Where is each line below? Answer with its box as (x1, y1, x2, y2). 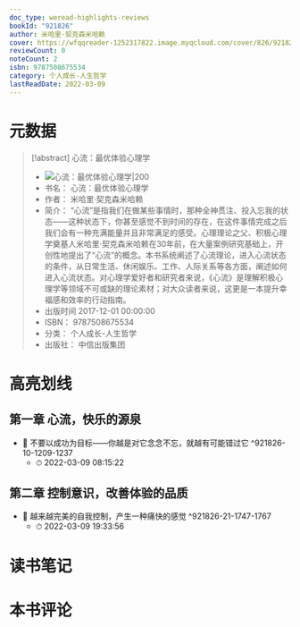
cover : (9, 38, 34, 47)
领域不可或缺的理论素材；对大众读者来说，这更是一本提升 (68, 283, 279, 293)
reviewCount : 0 (9, 47, 66, 55)
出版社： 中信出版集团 (44, 339, 126, 350)
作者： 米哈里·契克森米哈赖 (44, 193, 144, 204)
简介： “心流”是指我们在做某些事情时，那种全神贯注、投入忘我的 (44, 205, 281, 216)
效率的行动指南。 (68, 294, 131, 305)
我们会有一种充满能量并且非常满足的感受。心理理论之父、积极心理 (44, 227, 287, 238)
